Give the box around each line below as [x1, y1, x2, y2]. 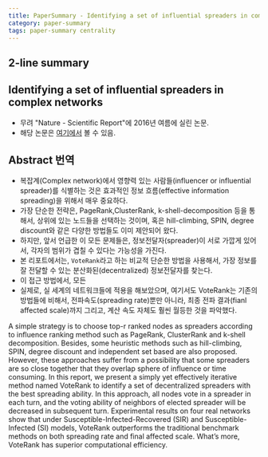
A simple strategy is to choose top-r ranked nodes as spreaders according [8, 321, 253, 331]
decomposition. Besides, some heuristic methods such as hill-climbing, [8, 338, 242, 348]
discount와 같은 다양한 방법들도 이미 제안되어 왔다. [19, 226, 179, 235]
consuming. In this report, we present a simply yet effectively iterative [8, 372, 238, 382]
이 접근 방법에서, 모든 [19, 276, 86, 286]
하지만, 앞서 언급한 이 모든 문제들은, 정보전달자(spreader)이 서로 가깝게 [19, 236, 242, 246]
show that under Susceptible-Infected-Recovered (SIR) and [8, 415, 203, 424]
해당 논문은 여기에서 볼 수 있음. [19, 128, 116, 137]
